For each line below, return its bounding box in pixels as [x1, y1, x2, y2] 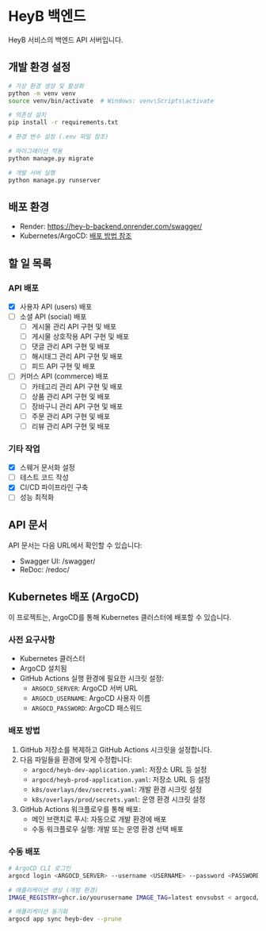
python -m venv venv [8, 89, 77, 98]
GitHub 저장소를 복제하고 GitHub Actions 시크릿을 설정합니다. [19, 744, 212, 754]
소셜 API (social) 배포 [19, 312, 87, 321]
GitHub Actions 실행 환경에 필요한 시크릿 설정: [19, 674, 165, 683]
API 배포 [8, 283, 40, 294]
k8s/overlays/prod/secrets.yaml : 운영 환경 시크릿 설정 [31, 794, 206, 804]
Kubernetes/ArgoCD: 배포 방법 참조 [19, 231, 132, 240]
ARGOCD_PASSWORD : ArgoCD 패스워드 [31, 703, 142, 713]
